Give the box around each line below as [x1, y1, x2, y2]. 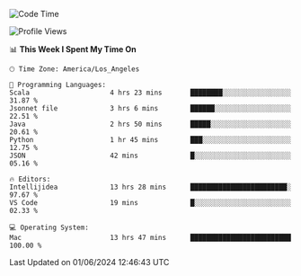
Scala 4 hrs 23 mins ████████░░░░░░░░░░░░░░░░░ [9, 88, 292, 97]
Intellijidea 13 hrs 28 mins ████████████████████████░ [9, 183, 292, 191]
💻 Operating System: [9, 223, 90, 232]
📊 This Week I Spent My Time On [9, 44, 137, 54]
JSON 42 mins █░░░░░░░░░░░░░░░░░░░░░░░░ [9, 151, 292, 160]
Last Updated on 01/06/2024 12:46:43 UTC [9, 257, 170, 267]
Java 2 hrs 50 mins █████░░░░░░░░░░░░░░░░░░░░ [9, 120, 292, 129]
